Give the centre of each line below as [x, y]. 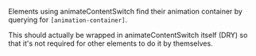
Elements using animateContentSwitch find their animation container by [125, 11]
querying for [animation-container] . [68, 20]
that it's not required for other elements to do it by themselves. [111, 43]
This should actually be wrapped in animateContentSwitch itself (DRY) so [128, 35]
